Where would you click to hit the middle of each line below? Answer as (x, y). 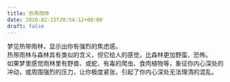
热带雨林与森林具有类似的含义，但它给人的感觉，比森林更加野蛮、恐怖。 (109, 55)
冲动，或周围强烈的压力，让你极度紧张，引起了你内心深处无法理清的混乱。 (112, 72)
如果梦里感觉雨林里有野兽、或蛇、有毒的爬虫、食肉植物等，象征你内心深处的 (115, 64)
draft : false (26, 26)
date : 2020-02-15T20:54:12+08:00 (55, 20)
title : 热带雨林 (28, 13)
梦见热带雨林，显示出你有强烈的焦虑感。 (64, 46)
